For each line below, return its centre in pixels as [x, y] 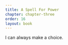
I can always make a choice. [34, 38]
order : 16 [15, 19]
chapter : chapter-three [30, 14]
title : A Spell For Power [32, 10]
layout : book [19, 23]
